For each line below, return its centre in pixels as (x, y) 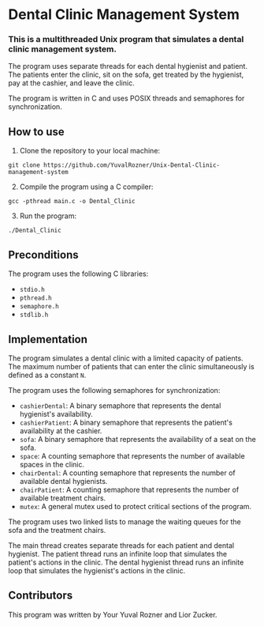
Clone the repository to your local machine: (89, 151)
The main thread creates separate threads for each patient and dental (121, 545)
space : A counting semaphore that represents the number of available (132, 455)
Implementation (48, 339)
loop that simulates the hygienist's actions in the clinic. (97, 570)
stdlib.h (34, 315)
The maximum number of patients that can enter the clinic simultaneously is (131, 366)
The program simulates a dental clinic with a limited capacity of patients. (126, 358)
